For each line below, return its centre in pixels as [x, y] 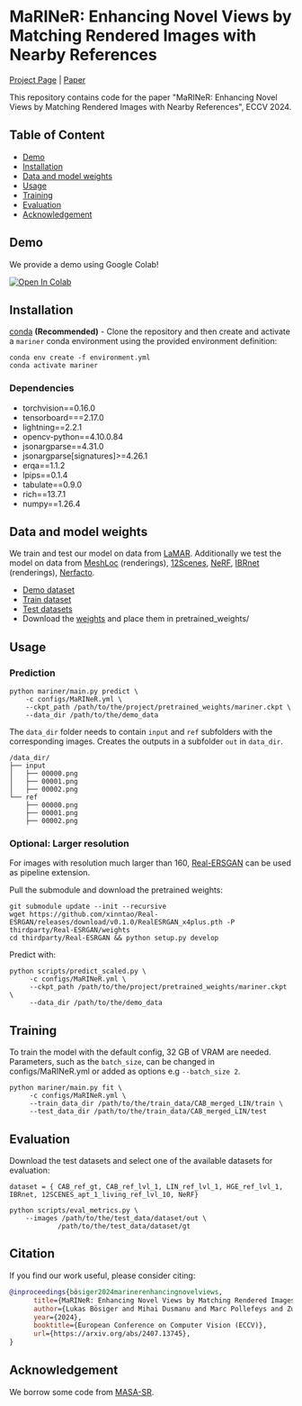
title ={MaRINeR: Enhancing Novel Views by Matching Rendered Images [164, 1300]
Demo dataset [48, 590]
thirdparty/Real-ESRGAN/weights [70, 930]
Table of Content [57, 136]
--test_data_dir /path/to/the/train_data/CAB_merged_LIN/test [148, 1111]
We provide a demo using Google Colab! [84, 264]
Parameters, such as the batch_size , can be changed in [112, 1062]
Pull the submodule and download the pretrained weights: [116, 890]
